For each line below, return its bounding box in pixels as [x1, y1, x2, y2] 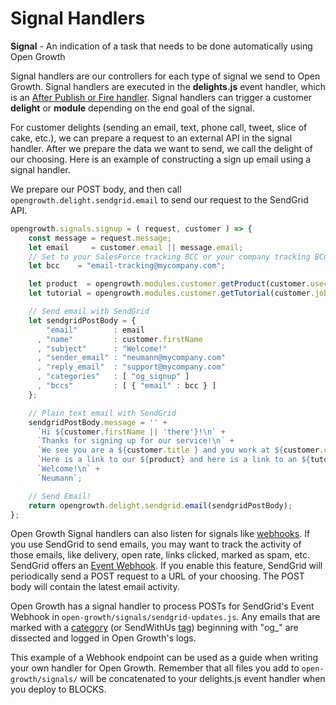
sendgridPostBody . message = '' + [28, 417, 168, 427]
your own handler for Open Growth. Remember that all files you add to [10, 662, 300, 674]
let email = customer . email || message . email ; [28, 242, 244, 252]
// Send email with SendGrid [28, 307, 150, 317]
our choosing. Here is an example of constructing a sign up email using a [10, 153, 312, 165]
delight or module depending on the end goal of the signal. [10, 102, 255, 114]
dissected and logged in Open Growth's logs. [10, 632, 197, 644]
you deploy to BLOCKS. [10, 683, 107, 696]
